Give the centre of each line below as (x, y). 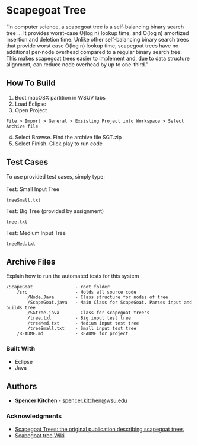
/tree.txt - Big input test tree (79, 318)
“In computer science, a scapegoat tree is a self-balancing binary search (95, 27)
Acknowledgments (34, 416)
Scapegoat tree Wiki (40, 435)
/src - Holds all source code (76, 292)
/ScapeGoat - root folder (58, 287)
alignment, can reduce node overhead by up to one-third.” (77, 64)
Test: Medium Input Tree (36, 233)
